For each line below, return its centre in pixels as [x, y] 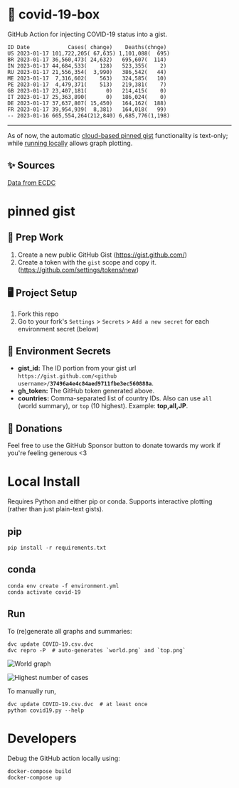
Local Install [44, 482]
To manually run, [32, 691]
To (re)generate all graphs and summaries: [70, 631]
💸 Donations [35, 428]
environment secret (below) [58, 329]
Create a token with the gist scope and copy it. [87, 262]
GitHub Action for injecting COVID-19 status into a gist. [87, 34]
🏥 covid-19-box [54, 15]
